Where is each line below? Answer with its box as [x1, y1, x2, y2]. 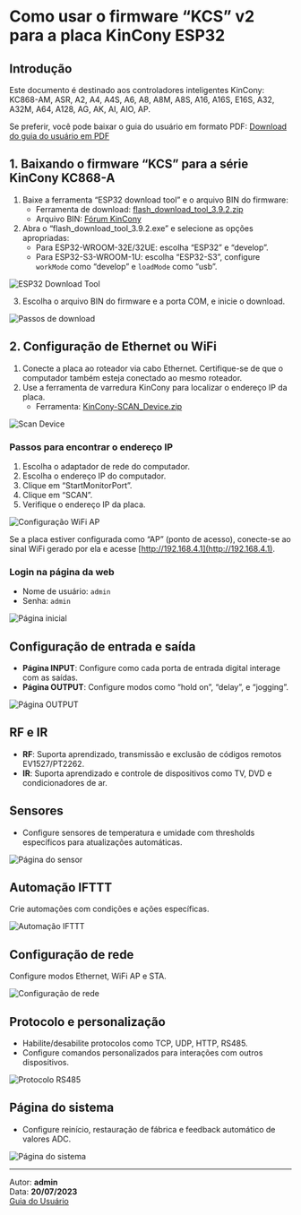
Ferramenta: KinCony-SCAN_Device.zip [35, 401, 183, 411]
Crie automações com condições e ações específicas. [9, 903, 210, 915]
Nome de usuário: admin [21, 586, 111, 597]
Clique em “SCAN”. [21, 489, 93, 500]
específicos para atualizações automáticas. [21, 836, 183, 848]
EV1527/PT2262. [21, 758, 85, 769]
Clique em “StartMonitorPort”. [21, 479, 133, 490]
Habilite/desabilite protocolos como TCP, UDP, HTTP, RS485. [21, 1038, 248, 1049]
